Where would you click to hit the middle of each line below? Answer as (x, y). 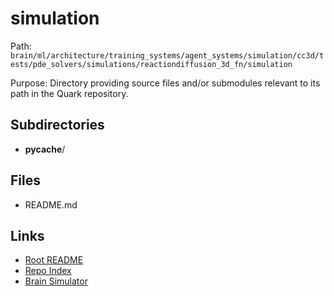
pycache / (45, 149)
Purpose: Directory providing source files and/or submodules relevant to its (165, 83)
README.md (51, 204)
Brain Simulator (56, 281)
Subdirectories (57, 125)
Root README (54, 260)
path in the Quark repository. (69, 93)
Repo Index (48, 271)
